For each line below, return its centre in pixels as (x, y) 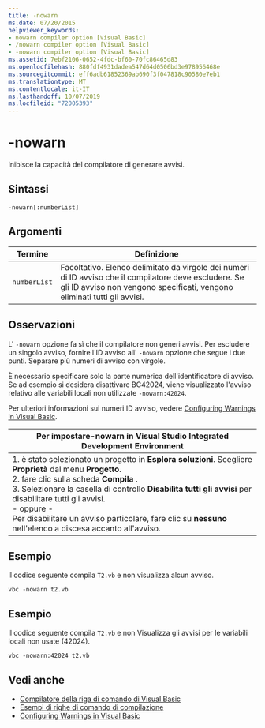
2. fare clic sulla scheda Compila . (75, 478)
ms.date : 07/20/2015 (42, 23)
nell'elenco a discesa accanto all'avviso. (87, 528)
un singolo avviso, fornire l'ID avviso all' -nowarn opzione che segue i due (127, 352)
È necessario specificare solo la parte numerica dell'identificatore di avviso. (131, 376)
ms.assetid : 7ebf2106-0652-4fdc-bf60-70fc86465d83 (93, 60)
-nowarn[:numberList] (44, 207)
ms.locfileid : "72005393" (50, 103)
